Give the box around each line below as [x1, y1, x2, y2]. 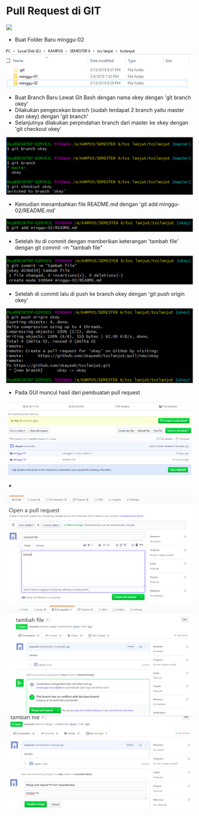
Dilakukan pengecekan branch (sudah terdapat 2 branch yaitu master [14, 106, 185, 113]
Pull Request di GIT [6, 4, 101, 18]
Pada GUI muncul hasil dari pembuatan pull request [14, 389, 140, 396]
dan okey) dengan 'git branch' [14, 113, 89, 120]
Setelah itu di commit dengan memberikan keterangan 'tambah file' [14, 238, 179, 245]
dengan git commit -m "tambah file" [14, 244, 102, 251]
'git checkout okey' [14, 125, 62, 132]
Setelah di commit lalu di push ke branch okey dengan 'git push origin [14, 291, 185, 298]
